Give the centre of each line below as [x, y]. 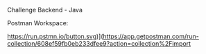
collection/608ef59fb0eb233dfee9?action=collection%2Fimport [99, 43]
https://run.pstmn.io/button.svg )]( [55, 36]
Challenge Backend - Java [45, 10]
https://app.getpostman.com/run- [151, 36]
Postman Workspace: [38, 23]
